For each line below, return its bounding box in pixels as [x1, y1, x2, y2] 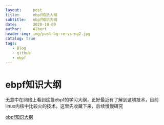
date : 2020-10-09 [5, 22, 56, 27]
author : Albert [5, 27, 47, 32]
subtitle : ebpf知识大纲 [5, 17, 58, 22]
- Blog [12, 46, 27, 51]
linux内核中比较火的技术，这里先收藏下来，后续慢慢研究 [5, 103, 123, 109]
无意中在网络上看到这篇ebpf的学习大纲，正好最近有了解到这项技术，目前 [5, 97, 159, 103]
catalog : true [5, 36, 36, 41]
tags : [5, 41, 17, 46]
